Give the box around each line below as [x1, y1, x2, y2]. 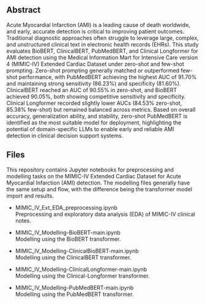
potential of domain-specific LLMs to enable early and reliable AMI [6, 125, 174, 132]
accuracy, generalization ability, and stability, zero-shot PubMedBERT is [6, 112, 188, 120]
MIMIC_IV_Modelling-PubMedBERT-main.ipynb [15, 284, 133, 291]
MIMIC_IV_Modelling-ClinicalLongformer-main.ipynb [15, 265, 147, 273]
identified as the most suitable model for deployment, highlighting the [6, 119, 182, 126]
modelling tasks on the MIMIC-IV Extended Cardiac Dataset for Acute [6, 172, 182, 180]
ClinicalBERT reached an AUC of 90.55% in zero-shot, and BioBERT [6, 86, 177, 94]
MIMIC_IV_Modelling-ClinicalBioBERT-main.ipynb [15, 247, 139, 254]
